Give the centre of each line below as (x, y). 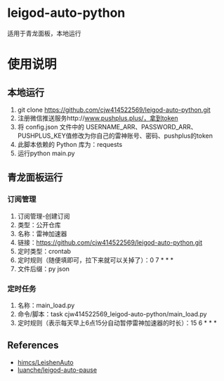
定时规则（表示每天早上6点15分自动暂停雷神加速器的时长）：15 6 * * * (117, 323)
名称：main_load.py (46, 305)
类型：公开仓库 (39, 225)
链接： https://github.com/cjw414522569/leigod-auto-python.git (110, 242)
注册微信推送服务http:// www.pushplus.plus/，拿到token (98, 118)
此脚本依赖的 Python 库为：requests (70, 144)
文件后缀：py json (44, 269)
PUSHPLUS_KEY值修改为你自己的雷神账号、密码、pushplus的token (115, 136)
